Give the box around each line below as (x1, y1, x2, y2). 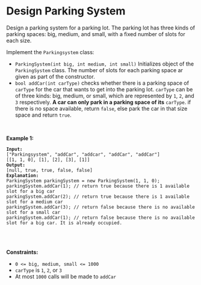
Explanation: (6, 173, 39, 179)
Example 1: (6, 134, 34, 142)
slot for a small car (6, 209, 61, 215)
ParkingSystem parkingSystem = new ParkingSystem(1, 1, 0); (6, 177, 161, 184)
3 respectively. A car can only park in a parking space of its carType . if (14, 98, 191, 106)
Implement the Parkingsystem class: (6, 48, 94, 55)
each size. (6, 37, 32, 44)
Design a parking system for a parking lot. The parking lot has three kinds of (6, 24, 196, 31)
